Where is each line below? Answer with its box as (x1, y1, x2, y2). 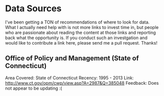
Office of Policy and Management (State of (5, 54, 139, 63)
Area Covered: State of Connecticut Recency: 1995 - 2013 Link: (5, 74, 134, 81)
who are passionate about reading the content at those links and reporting (5, 29, 156, 35)
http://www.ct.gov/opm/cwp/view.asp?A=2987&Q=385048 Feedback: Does (5, 80, 159, 86)
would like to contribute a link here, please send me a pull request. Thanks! (5, 40, 158, 46)
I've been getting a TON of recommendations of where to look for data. (5, 19, 150, 25)
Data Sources (5, 3, 62, 14)
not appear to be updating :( (5, 85, 63, 91)
